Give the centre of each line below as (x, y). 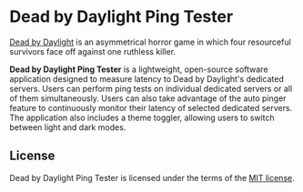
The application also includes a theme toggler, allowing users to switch (142, 117)
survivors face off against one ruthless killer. (92, 51)
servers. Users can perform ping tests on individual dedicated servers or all (151, 88)
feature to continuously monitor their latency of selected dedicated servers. (151, 107)
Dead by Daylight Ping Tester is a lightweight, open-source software (139, 69)
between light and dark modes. (68, 127)
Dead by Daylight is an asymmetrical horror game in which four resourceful (150, 42)
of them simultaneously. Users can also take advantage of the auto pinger (148, 98)
